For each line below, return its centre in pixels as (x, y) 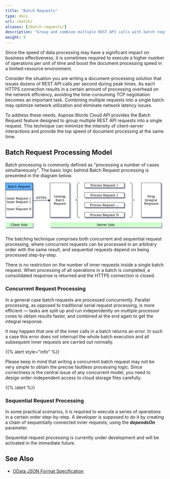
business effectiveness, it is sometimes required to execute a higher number (85, 58)
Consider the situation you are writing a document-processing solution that (83, 78)
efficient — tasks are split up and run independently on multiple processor (82, 310)
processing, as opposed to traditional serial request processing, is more (80, 305)
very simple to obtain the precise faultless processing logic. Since (74, 367)
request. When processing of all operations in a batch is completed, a (78, 270)
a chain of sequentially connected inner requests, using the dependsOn (80, 422)
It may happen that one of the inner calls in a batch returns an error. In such (84, 331)
